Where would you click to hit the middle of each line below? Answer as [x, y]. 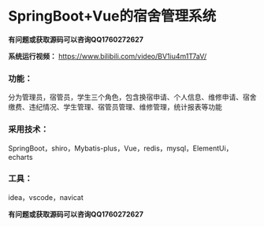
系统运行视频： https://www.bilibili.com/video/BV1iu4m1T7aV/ [108, 56]
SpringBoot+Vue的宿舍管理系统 [112, 16]
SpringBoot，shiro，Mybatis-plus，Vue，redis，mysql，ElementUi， [121, 148]
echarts [20, 157]
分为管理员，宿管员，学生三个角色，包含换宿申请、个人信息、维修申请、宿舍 [132, 97]
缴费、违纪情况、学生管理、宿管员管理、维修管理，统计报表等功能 [115, 107]
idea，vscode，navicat [46, 197]
